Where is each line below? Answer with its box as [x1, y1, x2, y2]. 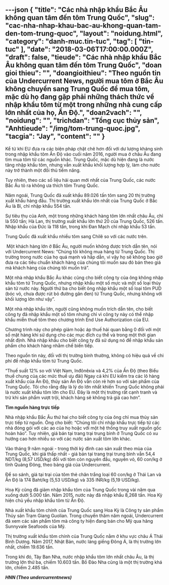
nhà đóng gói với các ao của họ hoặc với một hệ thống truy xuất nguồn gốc [5, 424, 161, 431]
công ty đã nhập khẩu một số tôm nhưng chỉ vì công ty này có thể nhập [5, 311, 154, 317]
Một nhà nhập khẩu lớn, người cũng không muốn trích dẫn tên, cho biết [5, 305, 153, 312]
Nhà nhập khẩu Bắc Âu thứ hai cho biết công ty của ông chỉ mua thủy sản [5, 414, 158, 420]
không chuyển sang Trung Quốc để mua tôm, [5, 85, 150, 93]
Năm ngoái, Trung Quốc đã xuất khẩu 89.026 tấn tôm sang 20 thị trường [5, 192, 155, 198]
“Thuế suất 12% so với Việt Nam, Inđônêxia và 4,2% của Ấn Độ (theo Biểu [5, 367, 159, 373]
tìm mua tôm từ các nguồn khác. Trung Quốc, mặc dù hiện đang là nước [5, 156, 155, 163]
